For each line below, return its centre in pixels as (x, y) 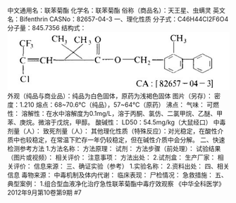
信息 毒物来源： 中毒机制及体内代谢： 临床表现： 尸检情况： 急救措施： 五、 (117, 175)
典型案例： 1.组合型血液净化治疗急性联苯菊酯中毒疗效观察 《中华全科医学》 (116, 184)
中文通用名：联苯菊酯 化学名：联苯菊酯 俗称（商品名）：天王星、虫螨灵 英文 (116, 10)
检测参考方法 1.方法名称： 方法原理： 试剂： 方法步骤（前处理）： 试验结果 (114, 149)
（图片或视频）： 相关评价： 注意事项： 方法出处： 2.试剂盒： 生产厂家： (112, 157)
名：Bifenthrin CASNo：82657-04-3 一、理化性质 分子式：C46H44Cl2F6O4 (118, 19)
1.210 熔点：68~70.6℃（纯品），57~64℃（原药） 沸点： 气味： (112, 105)
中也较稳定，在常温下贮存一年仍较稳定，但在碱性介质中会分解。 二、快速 (119, 140)
